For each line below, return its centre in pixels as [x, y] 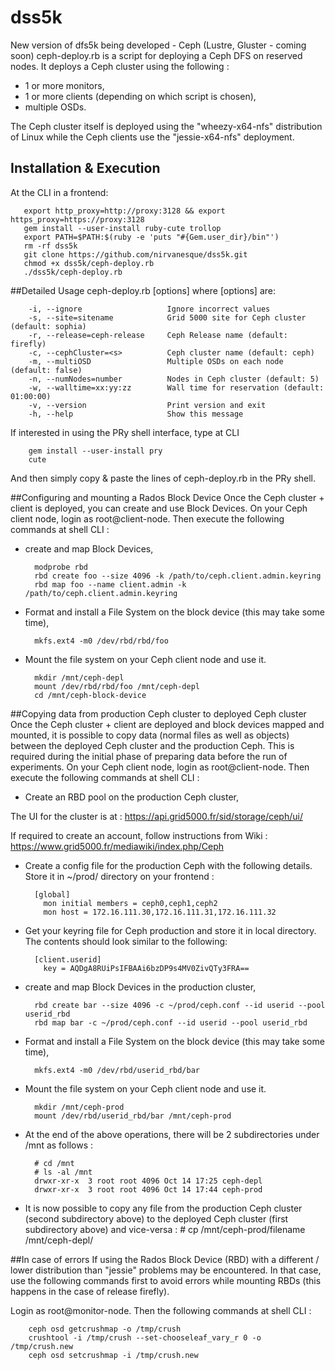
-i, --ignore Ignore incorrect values [149, 309]
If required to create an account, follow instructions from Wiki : [139, 835]
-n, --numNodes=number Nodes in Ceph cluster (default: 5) [174, 379]
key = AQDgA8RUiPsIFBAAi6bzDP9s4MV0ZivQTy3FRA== [146, 968]
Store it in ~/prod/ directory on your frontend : [119, 876]
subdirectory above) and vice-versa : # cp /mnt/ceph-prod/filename [165, 1229]
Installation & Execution [85, 168]
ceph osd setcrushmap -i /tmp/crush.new [113, 1355]
